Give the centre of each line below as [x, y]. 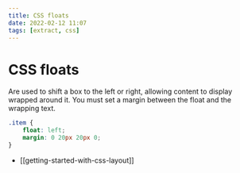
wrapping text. [32, 109]
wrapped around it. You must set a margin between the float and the [120, 100]
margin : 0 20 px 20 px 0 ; [62, 138]
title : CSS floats [39, 15]
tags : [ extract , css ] [44, 30]
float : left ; [44, 131]
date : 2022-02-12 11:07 [48, 23]
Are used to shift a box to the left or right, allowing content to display [120, 91]
